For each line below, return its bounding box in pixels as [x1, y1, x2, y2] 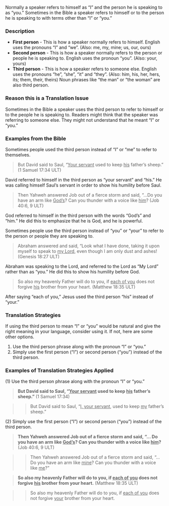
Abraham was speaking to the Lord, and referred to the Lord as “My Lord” [5, 263, 159, 269]
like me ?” [30, 465, 49, 471]
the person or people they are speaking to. [5, 233, 94, 239]
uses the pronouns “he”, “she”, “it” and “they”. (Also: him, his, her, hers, [12, 71, 160, 77]
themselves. [5, 152, 31, 158]
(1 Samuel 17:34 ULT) [17, 167, 62, 173]
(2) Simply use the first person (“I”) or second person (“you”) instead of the [5, 419, 162, 425]
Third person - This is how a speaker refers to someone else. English [12, 66, 157, 72]
